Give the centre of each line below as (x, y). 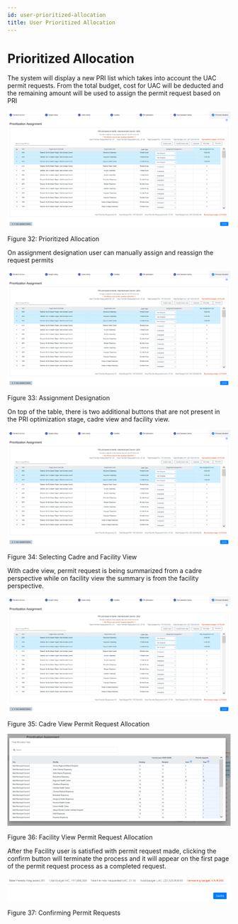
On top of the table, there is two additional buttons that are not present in (114, 412)
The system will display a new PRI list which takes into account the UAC (112, 78)
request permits (30, 260)
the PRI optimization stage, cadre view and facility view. (89, 419)
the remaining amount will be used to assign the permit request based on (114, 93)
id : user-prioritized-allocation (57, 15)
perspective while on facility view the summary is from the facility (103, 579)
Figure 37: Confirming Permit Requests (64, 913)
